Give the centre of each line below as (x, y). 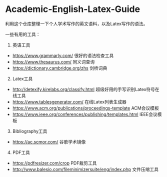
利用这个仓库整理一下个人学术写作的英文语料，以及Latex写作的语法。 (76, 23)
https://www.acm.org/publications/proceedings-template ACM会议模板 (85, 108)
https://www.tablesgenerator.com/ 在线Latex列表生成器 (69, 101)
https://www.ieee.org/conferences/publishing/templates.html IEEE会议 (85, 114)
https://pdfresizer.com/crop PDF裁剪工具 (54, 163)
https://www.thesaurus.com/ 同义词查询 (53, 61)
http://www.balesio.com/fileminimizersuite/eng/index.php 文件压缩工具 (85, 169)
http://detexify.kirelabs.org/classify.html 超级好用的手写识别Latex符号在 (86, 89)
